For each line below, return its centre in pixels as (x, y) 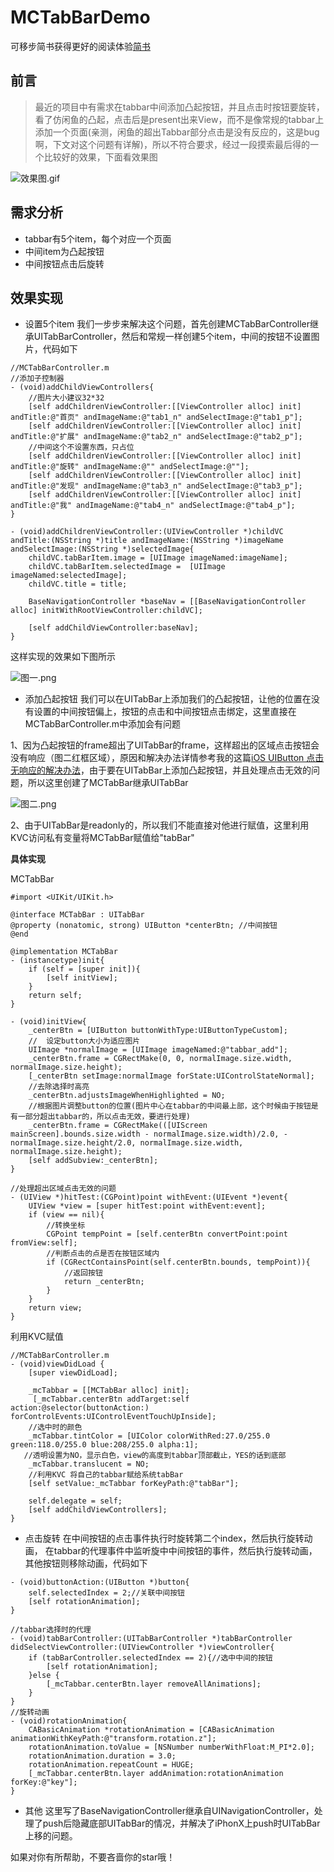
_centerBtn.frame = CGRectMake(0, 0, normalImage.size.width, (160, 1059)
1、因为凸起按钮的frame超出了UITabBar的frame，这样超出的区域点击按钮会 (165, 745)
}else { (44, 1676)
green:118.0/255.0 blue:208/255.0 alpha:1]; (104, 1445)
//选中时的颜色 (55, 1427)
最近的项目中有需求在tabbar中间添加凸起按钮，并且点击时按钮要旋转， (179, 107)
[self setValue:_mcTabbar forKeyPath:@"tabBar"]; (134, 1484)
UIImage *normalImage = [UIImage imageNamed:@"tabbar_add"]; (158, 1050)
